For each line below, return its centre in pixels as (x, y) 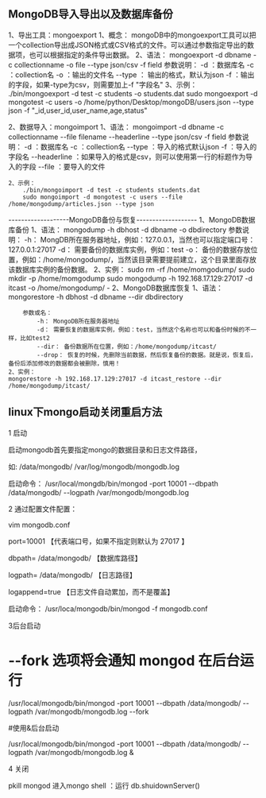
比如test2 (35, 338)
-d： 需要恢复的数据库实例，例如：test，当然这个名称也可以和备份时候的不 (144, 329)
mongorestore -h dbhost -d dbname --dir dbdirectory (96, 296)
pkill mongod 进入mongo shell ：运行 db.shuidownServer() (104, 785)
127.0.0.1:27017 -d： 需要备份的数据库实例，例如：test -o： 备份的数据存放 (130, 250)
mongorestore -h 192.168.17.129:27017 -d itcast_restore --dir (115, 379)
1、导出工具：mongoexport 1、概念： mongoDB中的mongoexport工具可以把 (132, 35)
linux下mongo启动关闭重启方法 (85, 412)
